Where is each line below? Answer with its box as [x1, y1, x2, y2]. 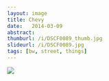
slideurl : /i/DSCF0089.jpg [7, 42, 84, 48]
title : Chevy [7, 16, 45, 23]
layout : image [7, 10, 48, 17]
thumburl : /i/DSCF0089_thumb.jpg [7, 35, 103, 42]
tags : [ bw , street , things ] [7, 48, 88, 55]
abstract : [7, 29, 36, 36]
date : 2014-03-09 [7, 22, 63, 29]
